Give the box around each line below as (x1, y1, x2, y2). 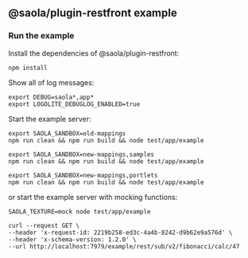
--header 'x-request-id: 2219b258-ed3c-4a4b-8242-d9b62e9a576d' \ (8, 229, 233, 236)
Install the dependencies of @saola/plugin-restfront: (8, 48, 180, 58)
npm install (8, 64, 48, 72)
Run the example (8, 30, 75, 41)
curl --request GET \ (8, 221, 80, 229)
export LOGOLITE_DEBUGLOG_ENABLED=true (8, 100, 141, 108)
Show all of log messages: (8, 77, 95, 87)
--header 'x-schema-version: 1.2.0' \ (8, 235, 137, 244)
